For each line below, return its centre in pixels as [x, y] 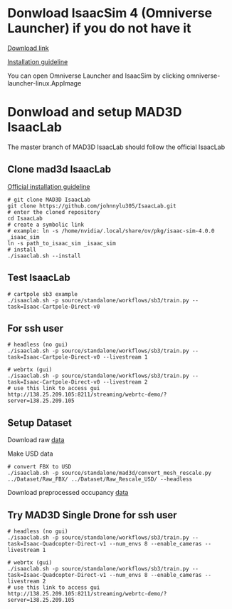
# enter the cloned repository [54, 212]
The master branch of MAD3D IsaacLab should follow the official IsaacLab [116, 147]
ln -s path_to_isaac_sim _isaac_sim [62, 243]
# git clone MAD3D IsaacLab [49, 200]
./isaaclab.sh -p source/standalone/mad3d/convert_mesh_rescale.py [110, 473]
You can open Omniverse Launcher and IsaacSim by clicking [96, 76]
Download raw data [36, 440]
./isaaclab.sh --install [44, 256]
